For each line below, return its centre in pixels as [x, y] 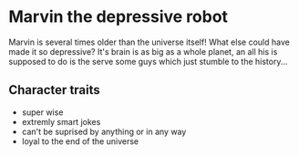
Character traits [55, 90]
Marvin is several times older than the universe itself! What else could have [149, 42]
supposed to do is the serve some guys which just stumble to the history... [148, 61]
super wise [42, 112]
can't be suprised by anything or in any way [104, 131]
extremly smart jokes [61, 121]
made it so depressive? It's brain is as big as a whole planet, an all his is [143, 51]
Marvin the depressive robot [119, 17]
